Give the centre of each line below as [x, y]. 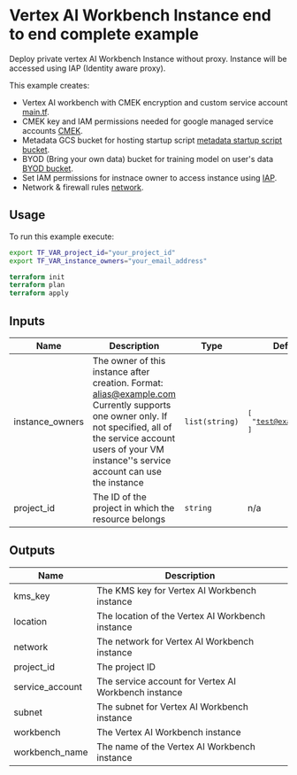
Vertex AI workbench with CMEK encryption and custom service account [155, 102]
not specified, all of [132, 427]
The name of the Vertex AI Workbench [176, 747]
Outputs [32, 550]
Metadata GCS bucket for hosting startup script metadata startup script [152, 140]
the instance [118, 482]
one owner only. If [130, 415]
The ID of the [120, 497]
